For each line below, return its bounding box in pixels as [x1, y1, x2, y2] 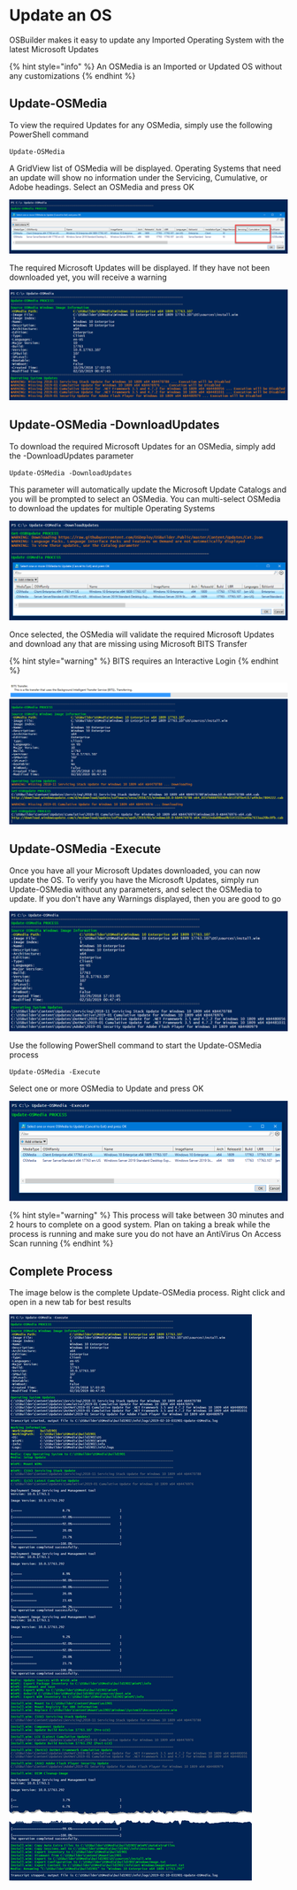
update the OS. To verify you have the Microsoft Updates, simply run [9, 874, 259, 885]
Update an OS [9, 5, 112, 26]
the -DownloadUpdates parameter [9, 450, 134, 461]
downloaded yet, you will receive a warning [9, 272, 168, 283]
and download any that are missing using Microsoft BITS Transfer [9, 639, 247, 649]
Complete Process [9, 1264, 113, 1279]
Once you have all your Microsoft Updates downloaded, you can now [9, 864, 261, 876]
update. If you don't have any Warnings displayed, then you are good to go [9, 893, 281, 903]
